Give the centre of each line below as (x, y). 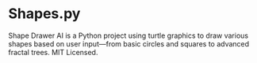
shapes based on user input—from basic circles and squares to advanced (129, 43)
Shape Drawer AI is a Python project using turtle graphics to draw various (128, 35)
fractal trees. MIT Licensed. (53, 52)
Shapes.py (44, 14)
